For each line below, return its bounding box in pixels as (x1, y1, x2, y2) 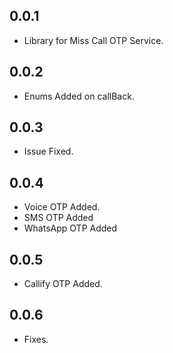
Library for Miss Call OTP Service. (23, 34, 164, 46)
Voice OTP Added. (23, 201, 101, 213)
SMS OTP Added (23, 212, 94, 224)
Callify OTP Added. (23, 278, 103, 290)
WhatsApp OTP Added (23, 222, 118, 234)
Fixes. (23, 333, 49, 345)
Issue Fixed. (23, 145, 74, 158)
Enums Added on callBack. (23, 90, 135, 102)
